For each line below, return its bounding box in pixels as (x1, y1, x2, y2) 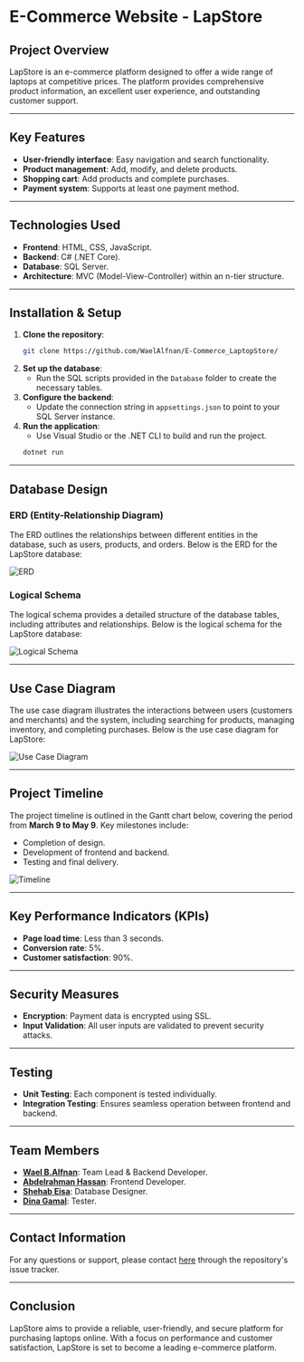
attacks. (22, 1030, 52, 1041)
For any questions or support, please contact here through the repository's (9, 1254, 289, 1265)
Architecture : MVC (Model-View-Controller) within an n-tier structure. (22, 270, 285, 282)
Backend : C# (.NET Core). (22, 251, 121, 262)
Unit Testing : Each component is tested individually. (22, 1089, 217, 1099)
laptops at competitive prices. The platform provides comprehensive (9, 76, 264, 87)
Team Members (9, 1143, 100, 1158)
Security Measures (9, 987, 119, 1002)
